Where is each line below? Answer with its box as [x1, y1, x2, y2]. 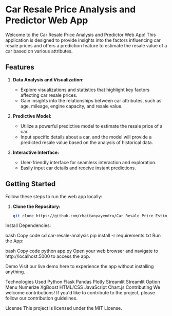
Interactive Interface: [12, 149, 59, 155]
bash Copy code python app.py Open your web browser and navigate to [5, 248, 158, 254]
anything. [5, 269, 26, 275]
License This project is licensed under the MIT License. [5, 305, 122, 311]
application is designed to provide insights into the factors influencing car [5, 37, 161, 43]
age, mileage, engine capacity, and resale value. [20, 103, 123, 109]
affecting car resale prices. [20, 92, 78, 98]
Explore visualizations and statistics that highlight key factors [20, 86, 150, 93]
